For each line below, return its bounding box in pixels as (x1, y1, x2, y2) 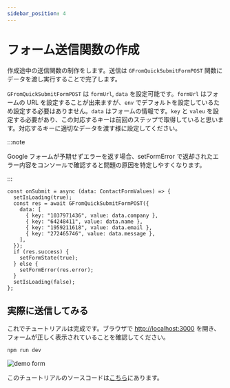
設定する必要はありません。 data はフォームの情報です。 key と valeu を (12, 106, 213, 115)
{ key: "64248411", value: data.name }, (25, 218, 143, 225)
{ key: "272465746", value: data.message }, (25, 230, 156, 237)
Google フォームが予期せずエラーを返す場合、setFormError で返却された (7, 152, 213, 160)
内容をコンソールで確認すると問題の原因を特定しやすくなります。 (19, 160, 206, 169)
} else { (13, 260, 39, 267)
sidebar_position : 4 (7, 10, 67, 17)
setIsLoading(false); (13, 278, 76, 285)
